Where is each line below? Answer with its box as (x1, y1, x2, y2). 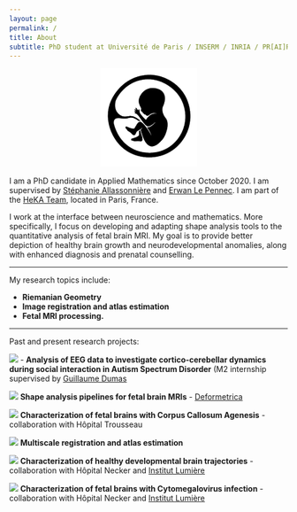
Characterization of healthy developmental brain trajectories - (19, 455, 254, 466)
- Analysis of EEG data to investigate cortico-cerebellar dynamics (19, 354, 267, 365)
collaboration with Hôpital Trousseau (9, 419, 143, 430)
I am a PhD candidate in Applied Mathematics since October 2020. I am (9, 175, 270, 186)
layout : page (9, 14, 57, 23)
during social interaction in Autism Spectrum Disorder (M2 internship (9, 363, 267, 374)
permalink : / (9, 23, 57, 33)
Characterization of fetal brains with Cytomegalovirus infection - (19, 483, 263, 493)
